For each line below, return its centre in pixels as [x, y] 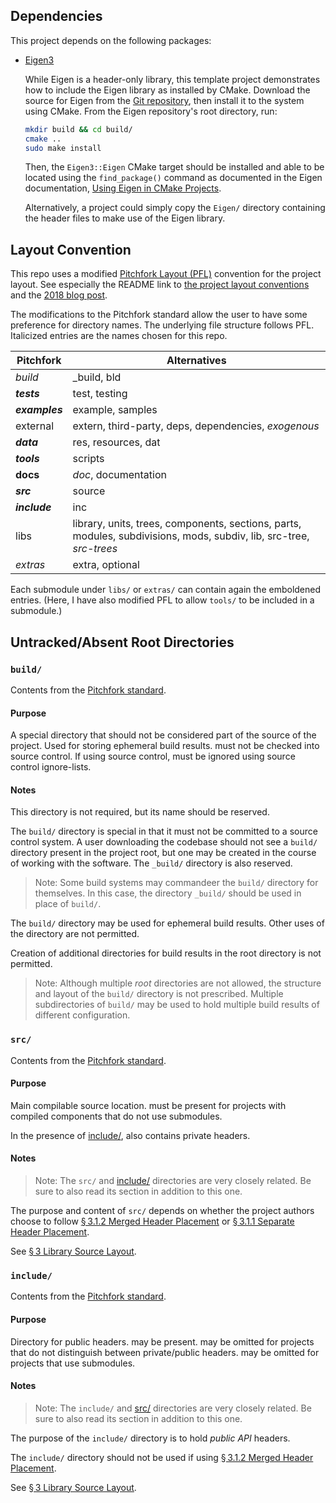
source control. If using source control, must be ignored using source [153, 756]
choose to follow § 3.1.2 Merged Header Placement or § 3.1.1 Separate [152, 1221]
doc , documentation [119, 475]
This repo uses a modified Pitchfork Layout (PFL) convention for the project [166, 274]
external [35, 426]
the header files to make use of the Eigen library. [125, 218]
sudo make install [63, 148]
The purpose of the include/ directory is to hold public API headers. [150, 1438]
